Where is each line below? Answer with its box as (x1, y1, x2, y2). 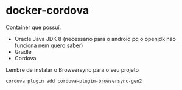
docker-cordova (5, 4, 89, 18)
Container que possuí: (5, 24, 61, 31)
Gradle (14, 48, 32, 55)
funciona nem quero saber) (14, 42, 83, 49)
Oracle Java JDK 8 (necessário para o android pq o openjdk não (14, 35, 176, 42)
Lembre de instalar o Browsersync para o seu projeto (5, 66, 139, 73)
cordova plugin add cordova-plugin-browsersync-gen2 (5, 78, 142, 84)
